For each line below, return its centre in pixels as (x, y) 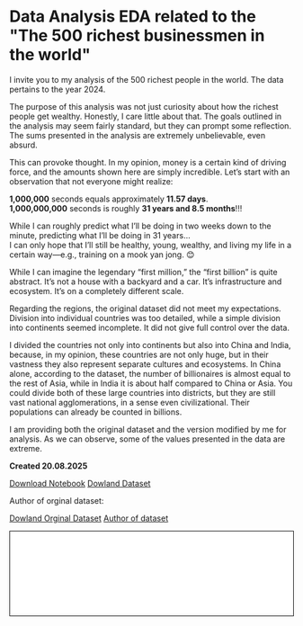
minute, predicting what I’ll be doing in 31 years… (100, 235)
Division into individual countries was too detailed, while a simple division (145, 317)
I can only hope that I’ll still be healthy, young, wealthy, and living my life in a (151, 245)
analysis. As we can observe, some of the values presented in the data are (147, 439)
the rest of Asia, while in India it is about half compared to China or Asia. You (151, 383)
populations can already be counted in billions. (96, 412)
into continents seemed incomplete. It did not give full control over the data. (150, 327)
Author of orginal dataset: (57, 500)
